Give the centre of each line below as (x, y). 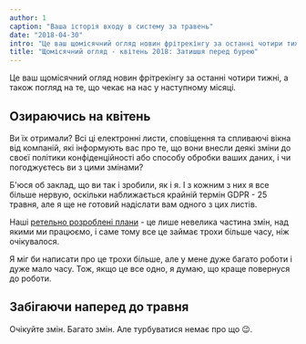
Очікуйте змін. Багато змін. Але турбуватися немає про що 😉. (131, 328)
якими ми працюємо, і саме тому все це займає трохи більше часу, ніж (149, 231)
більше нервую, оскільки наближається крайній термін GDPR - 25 (138, 194)
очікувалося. (35, 241)
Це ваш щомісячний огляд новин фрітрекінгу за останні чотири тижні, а (149, 78)
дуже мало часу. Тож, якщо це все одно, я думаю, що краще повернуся (150, 268)
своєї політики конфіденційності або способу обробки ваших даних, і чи (150, 157)
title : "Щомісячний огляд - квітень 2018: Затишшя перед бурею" (134, 52)
